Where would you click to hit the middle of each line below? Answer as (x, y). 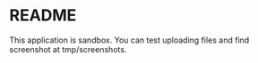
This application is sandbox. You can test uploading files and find (129, 40)
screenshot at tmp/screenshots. (68, 49)
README (43, 16)
